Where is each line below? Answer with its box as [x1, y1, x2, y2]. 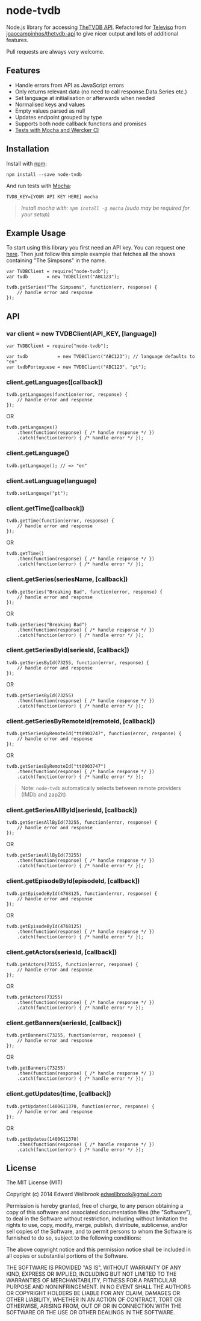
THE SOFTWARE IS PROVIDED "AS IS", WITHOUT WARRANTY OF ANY [6, 1264, 182, 1272]
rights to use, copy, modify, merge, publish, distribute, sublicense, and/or [6, 1222, 188, 1229]
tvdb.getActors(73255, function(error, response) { [6, 962, 138, 968]
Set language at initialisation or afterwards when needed [14, 94, 155, 101]
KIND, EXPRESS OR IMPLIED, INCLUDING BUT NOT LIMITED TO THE [6, 1270, 177, 1278]
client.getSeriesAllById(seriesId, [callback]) [6, 806, 137, 814]
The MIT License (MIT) [6, 1179, 63, 1186]
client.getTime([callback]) [6, 504, 85, 512]
